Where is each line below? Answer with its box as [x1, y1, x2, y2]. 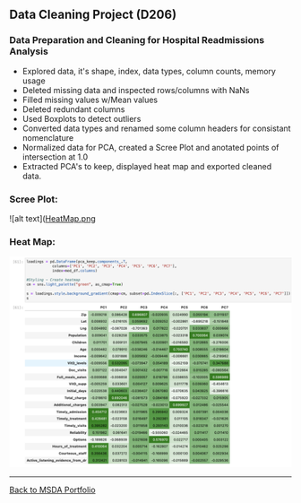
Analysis [9, 45, 49, 57]
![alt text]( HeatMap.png [9, 212, 96, 223]
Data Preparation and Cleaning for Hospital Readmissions [9, 34, 265, 47]
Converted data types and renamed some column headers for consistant [21, 123, 291, 134]
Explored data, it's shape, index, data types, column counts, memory [21, 65, 276, 76]
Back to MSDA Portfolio [9, 484, 96, 496]
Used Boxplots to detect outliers [21, 113, 142, 124]
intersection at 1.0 [21, 152, 89, 162]
